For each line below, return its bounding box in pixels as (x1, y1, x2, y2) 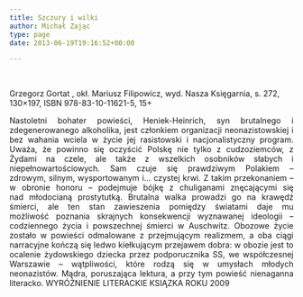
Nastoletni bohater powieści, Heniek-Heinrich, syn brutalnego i (9, 115, 294, 126)
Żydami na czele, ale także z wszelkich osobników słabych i (9, 154, 294, 165)
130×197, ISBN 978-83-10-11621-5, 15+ (9, 98, 152, 109)
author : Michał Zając (9, 22, 91, 31)
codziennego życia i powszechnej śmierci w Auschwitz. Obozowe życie (9, 220, 294, 231)
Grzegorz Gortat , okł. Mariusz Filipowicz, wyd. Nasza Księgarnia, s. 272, (9, 88, 280, 99)
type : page (9, 30, 50, 39)
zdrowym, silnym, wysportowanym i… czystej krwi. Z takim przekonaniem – (9, 173, 294, 184)
